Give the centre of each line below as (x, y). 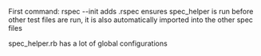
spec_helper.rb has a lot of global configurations (88, 43)
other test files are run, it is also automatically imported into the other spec (131, 20)
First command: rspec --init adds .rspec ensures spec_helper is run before (131, 11)
